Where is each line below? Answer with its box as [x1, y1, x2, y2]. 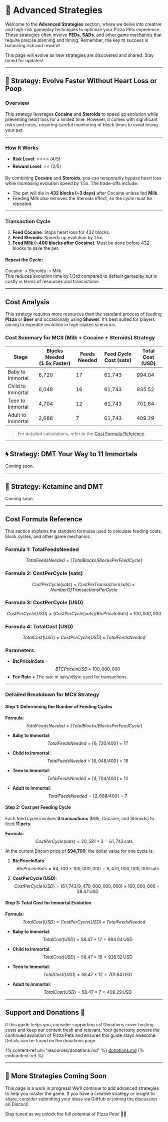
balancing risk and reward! [5, 42, 60, 48]
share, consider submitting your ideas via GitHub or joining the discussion [5, 1095, 157, 1102]
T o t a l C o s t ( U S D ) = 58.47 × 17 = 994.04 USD [42, 936, 133, 942]
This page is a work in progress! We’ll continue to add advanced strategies [5, 1085, 159, 1091]
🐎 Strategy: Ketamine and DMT [5, 482, 103, 491]
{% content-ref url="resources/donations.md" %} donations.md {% [5, 1047, 144, 1053]
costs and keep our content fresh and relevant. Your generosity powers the [5, 1027, 160, 1033]
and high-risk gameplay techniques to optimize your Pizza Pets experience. [5, 26, 161, 32]
